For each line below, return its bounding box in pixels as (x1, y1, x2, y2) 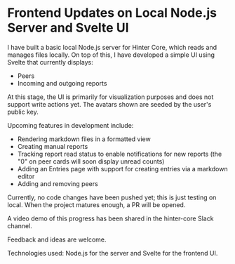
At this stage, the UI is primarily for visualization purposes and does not (7, 93, 214, 101)
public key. (7, 107, 39, 116)
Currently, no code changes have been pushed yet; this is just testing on (7, 193, 217, 202)
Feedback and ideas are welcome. (7, 235, 107, 244)
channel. (7, 221, 33, 230)
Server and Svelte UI (7, 20, 129, 36)
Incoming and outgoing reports (17, 79, 107, 87)
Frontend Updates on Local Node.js (7, 5, 217, 21)
